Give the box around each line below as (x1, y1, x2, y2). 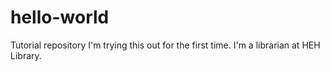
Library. (10, 49, 42, 61)
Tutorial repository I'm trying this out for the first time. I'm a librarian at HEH (10, 39, 321, 51)
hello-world (10, 6, 110, 29)
